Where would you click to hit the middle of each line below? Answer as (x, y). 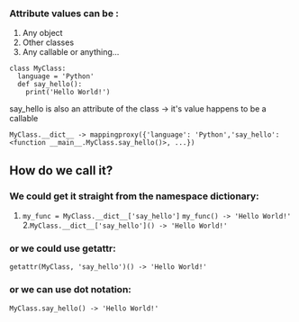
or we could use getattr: (63, 248)
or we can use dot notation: (71, 290)
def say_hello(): (50, 85)
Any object (42, 33)
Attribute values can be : (64, 13)
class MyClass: (38, 69)
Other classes (48, 42)
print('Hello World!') (68, 93)
